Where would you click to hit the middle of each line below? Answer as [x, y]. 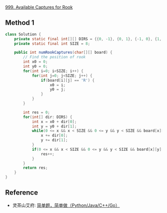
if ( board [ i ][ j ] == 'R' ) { [68, 80]
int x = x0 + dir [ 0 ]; [54, 121]
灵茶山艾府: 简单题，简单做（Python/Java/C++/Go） [66, 205]
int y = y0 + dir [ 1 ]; [54, 126]
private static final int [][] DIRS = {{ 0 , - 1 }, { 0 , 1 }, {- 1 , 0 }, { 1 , [88, 39]
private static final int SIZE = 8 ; [52, 44]
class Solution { [23, 34]
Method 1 [20, 23]
